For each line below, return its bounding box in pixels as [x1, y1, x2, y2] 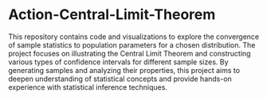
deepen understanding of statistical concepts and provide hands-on [8, 74, 233, 83]
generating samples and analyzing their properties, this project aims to [8, 65, 241, 75]
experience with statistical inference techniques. [8, 82, 167, 92]
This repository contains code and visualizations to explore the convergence [8, 32, 260, 41]
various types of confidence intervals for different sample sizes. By [8, 57, 229, 67]
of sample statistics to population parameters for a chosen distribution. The [8, 40, 256, 49]
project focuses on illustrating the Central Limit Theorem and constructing [8, 48, 251, 58]
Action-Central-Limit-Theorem [8, 6, 216, 24]
